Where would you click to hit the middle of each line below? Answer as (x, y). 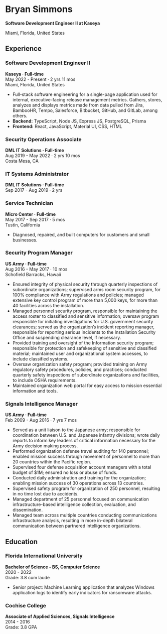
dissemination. (28, 510)
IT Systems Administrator (37, 174)
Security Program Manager (39, 253)
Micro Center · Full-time (31, 214)
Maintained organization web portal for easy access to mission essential (87, 386)
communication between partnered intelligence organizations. (77, 526)
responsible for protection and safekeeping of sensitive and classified (85, 348)
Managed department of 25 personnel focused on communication (81, 499)
